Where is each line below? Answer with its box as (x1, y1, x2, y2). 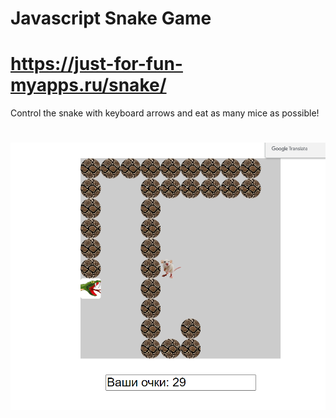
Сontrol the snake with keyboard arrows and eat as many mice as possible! (10, 107, 320, 119)
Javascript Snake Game (10, 7, 212, 30)
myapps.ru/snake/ (10, 74, 167, 97)
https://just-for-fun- (10, 53, 183, 76)
